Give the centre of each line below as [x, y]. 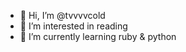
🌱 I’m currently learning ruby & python [98, 36]
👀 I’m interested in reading [73, 26]
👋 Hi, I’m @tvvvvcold [62, 15]
